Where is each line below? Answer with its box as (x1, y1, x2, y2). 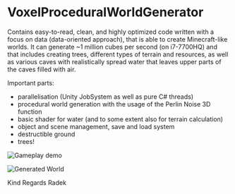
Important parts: (7, 78, 54, 87)
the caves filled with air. (7, 65, 76, 73)
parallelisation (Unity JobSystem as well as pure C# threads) (17, 92, 194, 101)
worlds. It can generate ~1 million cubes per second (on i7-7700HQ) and (7, 42, 217, 51)
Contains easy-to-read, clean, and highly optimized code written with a (7, 28, 214, 36)
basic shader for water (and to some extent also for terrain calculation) (17, 114, 224, 123)
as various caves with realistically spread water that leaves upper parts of (7, 57, 222, 66)
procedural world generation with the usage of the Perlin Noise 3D (17, 99, 211, 108)
